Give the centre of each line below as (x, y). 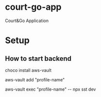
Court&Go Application (27, 21)
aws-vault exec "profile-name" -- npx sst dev (50, 89)
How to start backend (38, 59)
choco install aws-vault (28, 70)
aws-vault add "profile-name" (35, 79)
